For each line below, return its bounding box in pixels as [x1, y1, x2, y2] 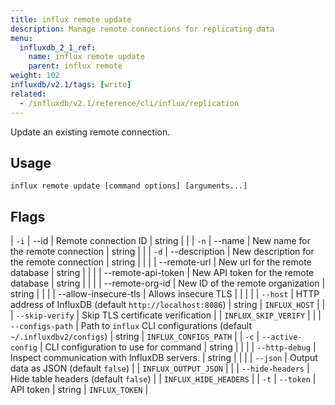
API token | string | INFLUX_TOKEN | [10, 384, 149, 396]
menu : [10, 33, 33, 43]
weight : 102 [10, 71, 60, 81]
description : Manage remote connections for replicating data [10, 24, 275, 34]
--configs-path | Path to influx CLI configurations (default [10, 320, 253, 332]
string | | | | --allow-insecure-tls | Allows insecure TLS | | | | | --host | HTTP [10, 288, 320, 300]
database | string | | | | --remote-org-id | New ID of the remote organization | [10, 277, 326, 290]
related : [10, 89, 47, 99]
